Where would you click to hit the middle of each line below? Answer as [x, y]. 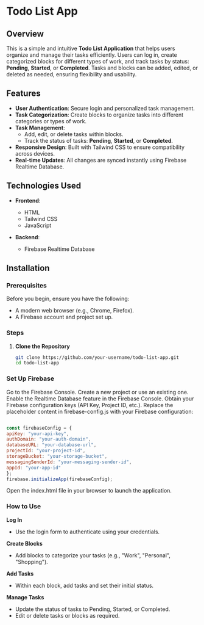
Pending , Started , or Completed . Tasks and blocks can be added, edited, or [102, 68]
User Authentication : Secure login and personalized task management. [105, 108]
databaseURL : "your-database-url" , [51, 445]
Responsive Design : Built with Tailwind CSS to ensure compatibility [100, 147]
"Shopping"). [32, 562]
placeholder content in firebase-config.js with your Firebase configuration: [100, 411]
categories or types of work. [51, 121]
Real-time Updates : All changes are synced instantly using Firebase [101, 160]
